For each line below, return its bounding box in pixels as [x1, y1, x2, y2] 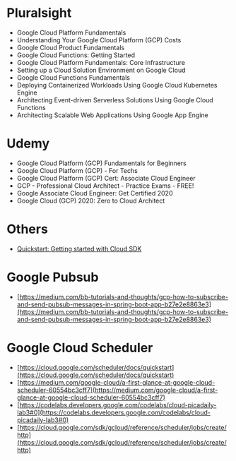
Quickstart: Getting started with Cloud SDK [16, 244, 142, 253]
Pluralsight [6, 5, 72, 21]
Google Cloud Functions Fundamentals [16, 73, 130, 82]
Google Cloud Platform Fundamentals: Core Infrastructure [16, 58, 185, 66]
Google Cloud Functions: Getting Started [16, 51, 136, 59]
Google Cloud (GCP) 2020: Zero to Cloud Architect [16, 196, 165, 205]
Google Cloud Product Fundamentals [16, 43, 125, 52]
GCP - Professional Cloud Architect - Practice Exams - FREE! [16, 181, 194, 190]
